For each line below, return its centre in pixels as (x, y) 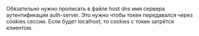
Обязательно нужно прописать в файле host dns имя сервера (86, 9)
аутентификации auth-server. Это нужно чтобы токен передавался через (99, 15)
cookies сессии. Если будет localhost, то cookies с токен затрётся (90, 21)
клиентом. (19, 28)
